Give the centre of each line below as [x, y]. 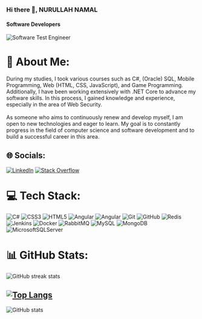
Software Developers [33, 24]
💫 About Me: [38, 62]
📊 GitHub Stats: [47, 255]
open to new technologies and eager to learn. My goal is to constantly [93, 124]
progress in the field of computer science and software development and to [100, 130]
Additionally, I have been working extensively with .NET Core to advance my [101, 92]
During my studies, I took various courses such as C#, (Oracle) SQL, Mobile [100, 79]
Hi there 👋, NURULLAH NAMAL [52, 10]
